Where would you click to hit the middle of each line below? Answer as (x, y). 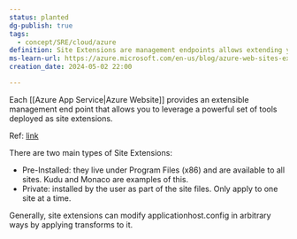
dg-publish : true (41, 26)
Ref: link (24, 135)
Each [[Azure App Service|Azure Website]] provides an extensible (129, 99)
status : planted (39, 17)
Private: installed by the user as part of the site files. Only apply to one (150, 189)
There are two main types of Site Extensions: (91, 152)
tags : (19, 34)
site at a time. (46, 198)
